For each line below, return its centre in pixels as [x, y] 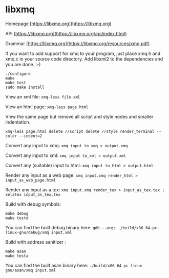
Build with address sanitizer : [36, 242]
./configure [18, 74]
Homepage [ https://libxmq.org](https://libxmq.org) [58, 24]
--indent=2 [30, 136]
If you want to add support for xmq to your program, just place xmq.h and [83, 53]
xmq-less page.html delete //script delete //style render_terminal [80, 131]
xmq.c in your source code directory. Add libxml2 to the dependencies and [84, 59]
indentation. [18, 122]
